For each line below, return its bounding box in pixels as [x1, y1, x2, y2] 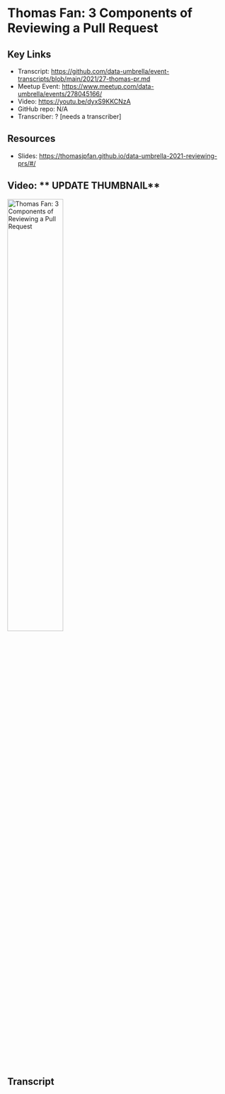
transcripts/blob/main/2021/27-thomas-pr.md [17, 74, 151, 83]
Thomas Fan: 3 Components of [7, 5, 193, 21]
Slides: [17, 151, 37, 160]
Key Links [7, 48, 52, 60]
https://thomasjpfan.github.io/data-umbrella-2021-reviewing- [38, 151, 218, 160]
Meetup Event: [17, 82, 61, 90]
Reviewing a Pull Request [7, 20, 158, 36]
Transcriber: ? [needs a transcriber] [17, 112, 122, 121]
